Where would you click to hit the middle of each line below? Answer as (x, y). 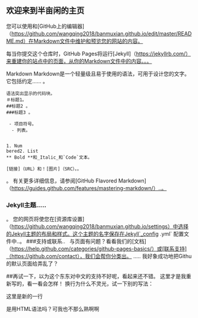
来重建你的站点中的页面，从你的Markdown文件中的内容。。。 (79, 61)
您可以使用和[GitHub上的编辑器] (45, 26)
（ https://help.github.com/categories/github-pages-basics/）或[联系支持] (97, 249)
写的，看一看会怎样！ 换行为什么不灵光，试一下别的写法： (82, 284)
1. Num (14, 146)
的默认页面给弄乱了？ (32, 264)
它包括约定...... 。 (27, 81)
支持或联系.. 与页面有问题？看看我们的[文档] (91, 241)
